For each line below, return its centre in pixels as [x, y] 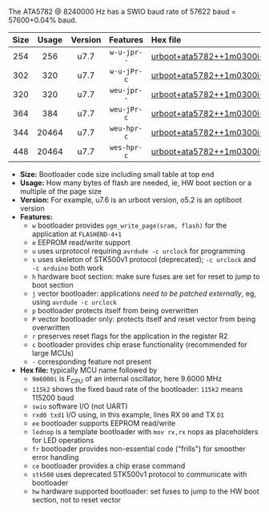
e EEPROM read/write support [81, 242]
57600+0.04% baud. [43, 20]
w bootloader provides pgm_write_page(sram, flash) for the [129, 225]
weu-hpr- [126, 129]
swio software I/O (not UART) [80, 406]
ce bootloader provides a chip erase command [108, 466]
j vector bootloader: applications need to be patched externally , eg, [144, 293]
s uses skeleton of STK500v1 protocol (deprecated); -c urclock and [144, 259]
